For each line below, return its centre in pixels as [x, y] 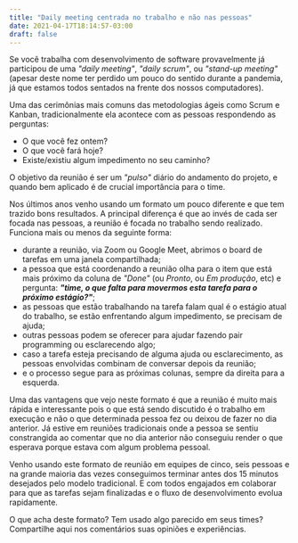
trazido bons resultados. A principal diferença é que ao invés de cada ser [144, 214]
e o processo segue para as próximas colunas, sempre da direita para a [153, 373]
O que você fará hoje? [63, 151]
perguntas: [29, 124]
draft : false [33, 34]
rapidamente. [33, 502]
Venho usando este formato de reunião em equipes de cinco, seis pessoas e [149, 465]
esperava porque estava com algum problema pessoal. [110, 448]
